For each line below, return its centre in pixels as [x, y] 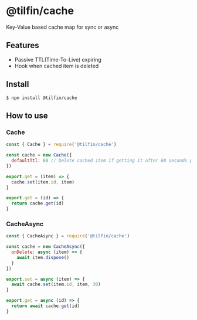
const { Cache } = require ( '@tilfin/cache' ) [61, 145]
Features [23, 45]
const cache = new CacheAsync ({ [45, 247]
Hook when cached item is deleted [57, 66]
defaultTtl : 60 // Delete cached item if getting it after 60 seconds [99, 161]
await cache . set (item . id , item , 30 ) [56, 285]
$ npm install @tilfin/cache [42, 98]
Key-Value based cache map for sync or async [62, 27]
